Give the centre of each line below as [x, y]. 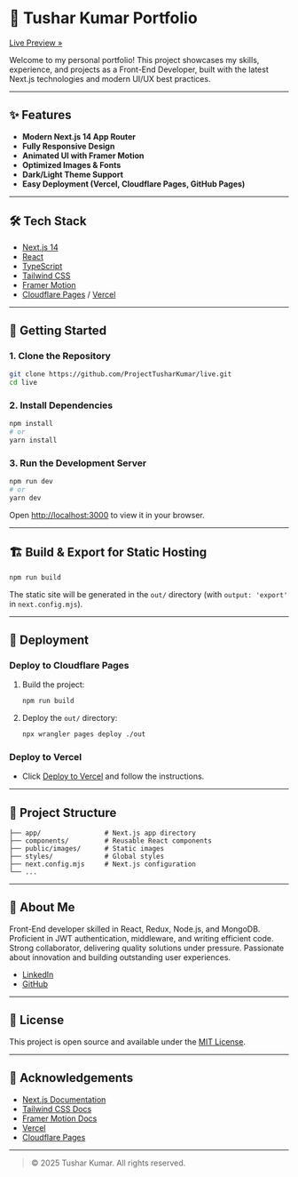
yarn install [33, 440]
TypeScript [42, 266]
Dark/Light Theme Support [73, 174]
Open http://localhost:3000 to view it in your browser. [107, 515]
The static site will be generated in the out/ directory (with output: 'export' [149, 594]
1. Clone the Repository [60, 356]
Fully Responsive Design [68, 146]
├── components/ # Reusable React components [111, 841]
